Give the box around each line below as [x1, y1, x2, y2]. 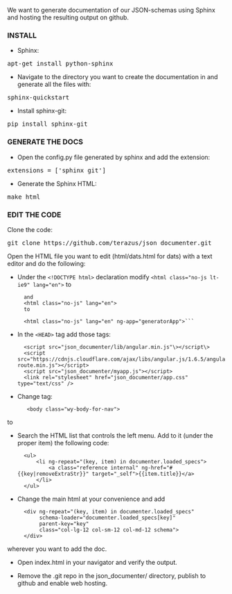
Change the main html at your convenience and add [17, 495, 166, 503]
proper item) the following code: [17, 438, 109, 447]
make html [7, 192, 40, 201]
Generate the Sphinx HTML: [17, 179, 97, 188]
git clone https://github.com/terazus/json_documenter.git [7, 239, 213, 247]
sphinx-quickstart [7, 94, 70, 101]
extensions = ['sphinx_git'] [7, 166, 106, 174]
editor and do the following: [7, 259, 86, 267]
